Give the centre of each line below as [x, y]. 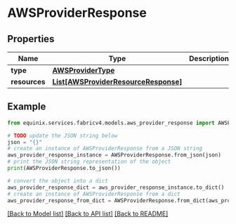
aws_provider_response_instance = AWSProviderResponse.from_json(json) [114, 155]
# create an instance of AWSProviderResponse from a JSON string [105, 149]
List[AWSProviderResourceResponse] [117, 82]
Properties [31, 39]
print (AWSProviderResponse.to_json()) [64, 169]
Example [27, 107]
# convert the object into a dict [58, 180]
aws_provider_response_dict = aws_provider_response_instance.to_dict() [116, 187]
